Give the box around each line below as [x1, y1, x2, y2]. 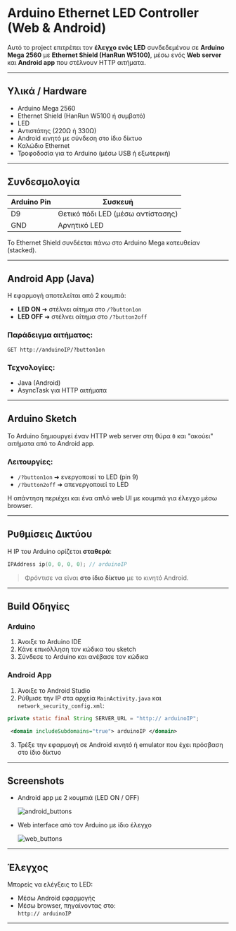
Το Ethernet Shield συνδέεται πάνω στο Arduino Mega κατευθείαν [7, 238, 200, 247]
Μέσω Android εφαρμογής [17, 894, 96, 903]
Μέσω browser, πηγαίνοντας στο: [17, 901, 116, 910]
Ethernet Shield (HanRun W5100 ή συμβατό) [17, 111, 146, 120]
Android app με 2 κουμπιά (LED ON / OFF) [17, 794, 140, 802]
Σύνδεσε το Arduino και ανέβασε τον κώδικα [17, 653, 149, 661]
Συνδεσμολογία [7, 176, 81, 188]
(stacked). [7, 245, 37, 254]
